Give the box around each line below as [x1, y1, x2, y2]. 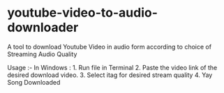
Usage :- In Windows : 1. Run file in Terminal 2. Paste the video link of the [7, 63, 218, 71]
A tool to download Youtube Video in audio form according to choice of [7, 42, 211, 51]
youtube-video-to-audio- [7, 5, 158, 21]
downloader [7, 19, 79, 35]
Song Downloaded [7, 78, 61, 86]
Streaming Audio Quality [7, 50, 77, 58]
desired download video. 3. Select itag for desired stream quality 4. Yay [7, 71, 213, 79]
